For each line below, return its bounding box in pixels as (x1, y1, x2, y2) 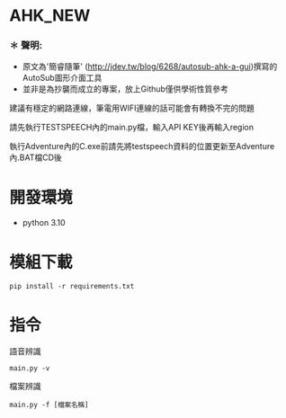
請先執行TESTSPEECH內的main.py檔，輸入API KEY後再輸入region (9, 122, 255, 133)
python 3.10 (22, 218, 66, 228)
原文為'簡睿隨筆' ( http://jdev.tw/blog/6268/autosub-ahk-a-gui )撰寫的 (22, 61, 278, 72)
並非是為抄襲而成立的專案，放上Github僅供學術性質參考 (22, 84, 229, 94)
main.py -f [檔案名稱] (9, 401, 89, 410)
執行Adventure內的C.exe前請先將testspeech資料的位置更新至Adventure (9, 141, 275, 152)
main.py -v (9, 364, 50, 373)
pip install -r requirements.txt (9, 282, 135, 291)
